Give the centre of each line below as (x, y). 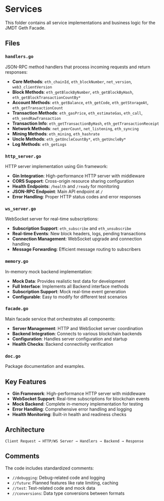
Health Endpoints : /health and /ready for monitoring (66, 186)
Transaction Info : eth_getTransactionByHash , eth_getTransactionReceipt (86, 123)
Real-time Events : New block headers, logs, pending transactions (79, 234)
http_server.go (23, 156)
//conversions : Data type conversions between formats (68, 493)
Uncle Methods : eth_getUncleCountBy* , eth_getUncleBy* (69, 139)
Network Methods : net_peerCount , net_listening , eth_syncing (75, 128)
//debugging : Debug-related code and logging (59, 477)
